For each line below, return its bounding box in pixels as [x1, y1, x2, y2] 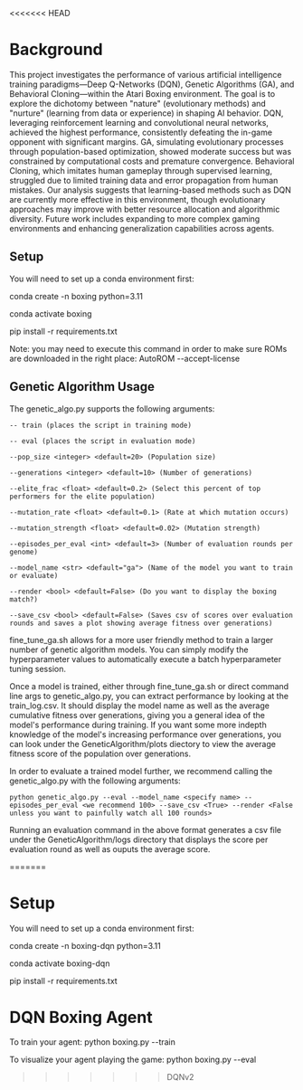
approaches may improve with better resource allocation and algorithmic [9, 204, 280, 214]
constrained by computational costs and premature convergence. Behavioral [9, 156, 295, 166]
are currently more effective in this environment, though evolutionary [9, 194, 266, 204]
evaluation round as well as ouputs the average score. [9, 843, 211, 854]
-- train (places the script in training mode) [9, 421, 193, 430]
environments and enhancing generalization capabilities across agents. [9, 223, 275, 233]
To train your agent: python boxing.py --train [9, 1037, 176, 1047]
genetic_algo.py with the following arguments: [9, 775, 181, 786]
